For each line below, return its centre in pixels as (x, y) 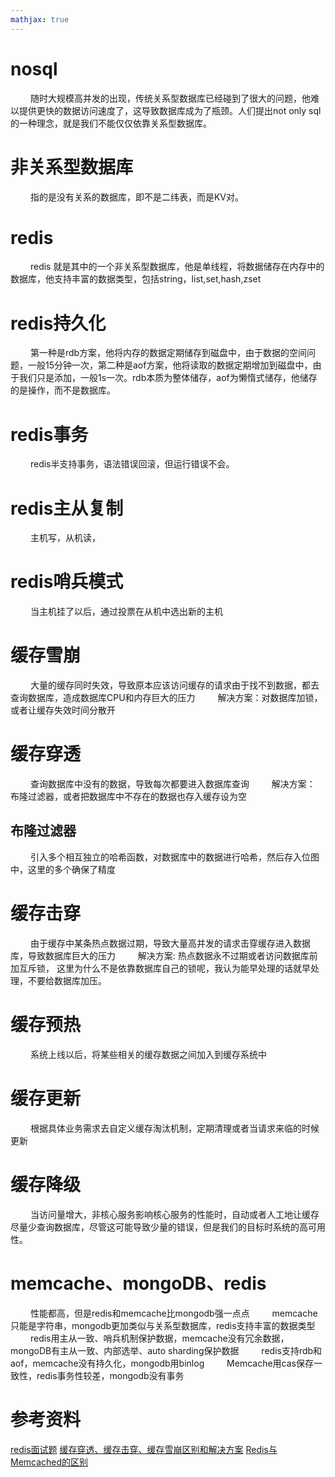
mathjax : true (40, 19)
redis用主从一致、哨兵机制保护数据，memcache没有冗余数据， (159, 1338)
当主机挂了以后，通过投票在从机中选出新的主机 (126, 612)
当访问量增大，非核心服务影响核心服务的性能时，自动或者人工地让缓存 (174, 1214)
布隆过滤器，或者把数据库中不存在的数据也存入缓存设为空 (128, 797)
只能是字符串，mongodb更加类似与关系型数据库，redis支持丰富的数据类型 (163, 1325)
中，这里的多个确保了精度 (63, 869)
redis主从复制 (67, 508)
